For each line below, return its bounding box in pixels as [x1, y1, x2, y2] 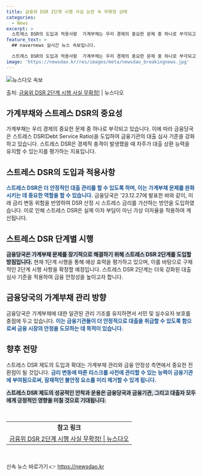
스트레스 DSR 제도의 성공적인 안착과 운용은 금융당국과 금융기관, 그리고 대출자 [6, 389, 185, 396]
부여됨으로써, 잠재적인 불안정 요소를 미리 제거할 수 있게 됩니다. [12, 376, 157, 383]
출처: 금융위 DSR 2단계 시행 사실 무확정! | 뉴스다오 [6, 88, 124, 96]
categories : [6, 14, 36, 20]
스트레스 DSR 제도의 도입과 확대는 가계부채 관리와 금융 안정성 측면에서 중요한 [6, 361, 187, 368]
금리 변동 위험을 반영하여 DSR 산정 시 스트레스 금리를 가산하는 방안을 [12, 199, 174, 206]
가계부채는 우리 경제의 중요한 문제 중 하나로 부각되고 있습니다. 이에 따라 [6, 125, 173, 132]
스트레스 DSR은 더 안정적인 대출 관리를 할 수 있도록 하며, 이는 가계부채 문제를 [6, 184, 184, 191]
